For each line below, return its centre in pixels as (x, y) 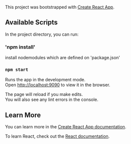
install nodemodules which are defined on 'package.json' (63, 58)
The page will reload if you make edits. (44, 95)
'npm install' (20, 47)
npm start (17, 70)
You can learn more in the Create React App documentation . (66, 127)
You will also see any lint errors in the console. (52, 99)
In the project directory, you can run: (42, 34)
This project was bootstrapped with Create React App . (60, 7)
